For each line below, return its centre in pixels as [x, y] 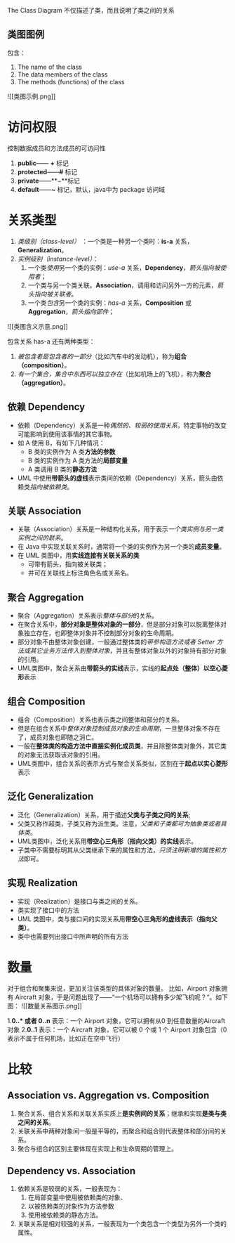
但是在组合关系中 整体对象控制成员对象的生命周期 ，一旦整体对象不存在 [119, 728]
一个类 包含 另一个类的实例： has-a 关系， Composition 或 [109, 302]
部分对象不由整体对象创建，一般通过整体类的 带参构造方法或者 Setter [116, 642]
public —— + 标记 [43, 163]
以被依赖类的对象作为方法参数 [71, 1206]
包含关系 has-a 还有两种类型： [51, 341]
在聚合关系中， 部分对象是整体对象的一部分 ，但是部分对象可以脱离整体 [119, 625]
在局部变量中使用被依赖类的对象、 [77, 1197]
